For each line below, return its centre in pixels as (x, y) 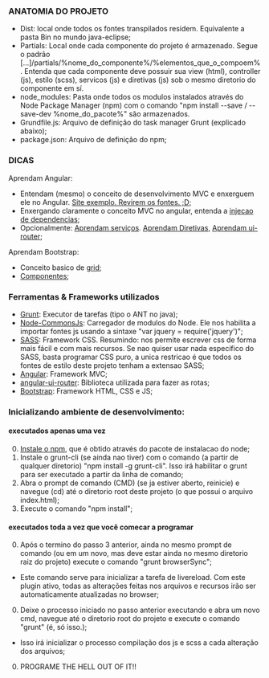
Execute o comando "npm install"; (76, 508)
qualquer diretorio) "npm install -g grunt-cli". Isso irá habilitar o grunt (133, 466)
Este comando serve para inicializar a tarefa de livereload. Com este (133, 578)
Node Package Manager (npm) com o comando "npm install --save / (133, 105)
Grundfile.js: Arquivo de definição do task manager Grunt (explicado (133, 123)
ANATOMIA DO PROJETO (59, 11)
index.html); (40, 500)
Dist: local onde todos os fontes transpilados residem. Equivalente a (132, 29)
